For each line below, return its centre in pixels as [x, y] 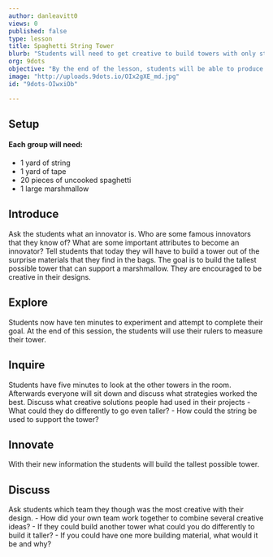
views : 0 [23, 24]
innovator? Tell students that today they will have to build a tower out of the [134, 251]
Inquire [27, 366]
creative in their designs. [50, 276]
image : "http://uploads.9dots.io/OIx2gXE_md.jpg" [94, 76]
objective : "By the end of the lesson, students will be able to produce [136, 69]
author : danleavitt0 [43, 16]
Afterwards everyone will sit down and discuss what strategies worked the [133, 393]
